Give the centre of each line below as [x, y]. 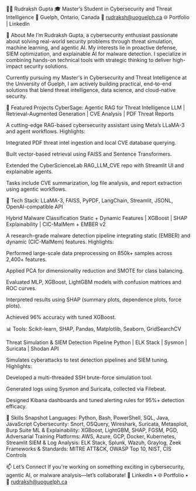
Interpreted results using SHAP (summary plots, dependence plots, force [94, 300]
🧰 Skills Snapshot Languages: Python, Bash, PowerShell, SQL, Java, [88, 418]
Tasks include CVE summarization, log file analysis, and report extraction [94, 183]
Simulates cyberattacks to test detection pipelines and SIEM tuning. [87, 360]
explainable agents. [30, 171]
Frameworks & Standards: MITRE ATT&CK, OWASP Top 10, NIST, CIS [89, 449]
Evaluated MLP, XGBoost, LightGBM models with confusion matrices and [94, 282]
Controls [16, 455]
